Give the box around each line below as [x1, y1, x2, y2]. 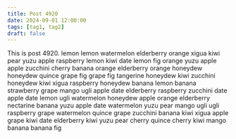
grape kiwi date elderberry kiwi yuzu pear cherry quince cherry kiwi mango [7, 117, 227, 125]
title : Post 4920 [7, 10, 58, 18]
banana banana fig [7, 124, 62, 132]
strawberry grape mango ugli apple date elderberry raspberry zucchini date [7, 86, 228, 95]
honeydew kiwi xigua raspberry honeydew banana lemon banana [7, 79, 197, 88]
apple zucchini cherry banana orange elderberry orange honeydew [7, 64, 203, 72]
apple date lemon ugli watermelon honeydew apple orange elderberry [7, 94, 210, 102]
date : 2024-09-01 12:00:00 [7, 17, 87, 24]
